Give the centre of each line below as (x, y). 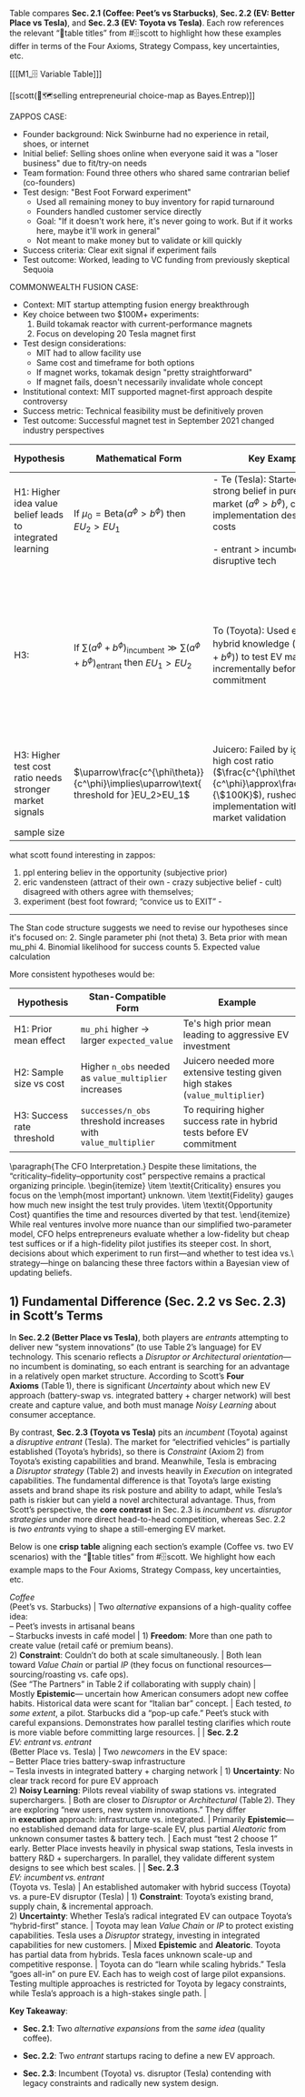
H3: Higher (37, 756)
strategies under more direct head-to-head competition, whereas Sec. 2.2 (148, 1520)
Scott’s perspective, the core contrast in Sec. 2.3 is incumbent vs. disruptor (151, 1510)
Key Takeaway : (39, 2011)
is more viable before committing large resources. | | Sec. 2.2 (124, 1732)
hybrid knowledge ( (254, 644)
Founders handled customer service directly (119, 211)
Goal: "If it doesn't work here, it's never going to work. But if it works (164, 221)
